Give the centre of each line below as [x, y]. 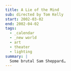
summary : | [16, 56]
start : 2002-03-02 [24, 19]
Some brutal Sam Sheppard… [38, 61]
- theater [20, 47]
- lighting [21, 51]
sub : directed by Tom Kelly [34, 14]
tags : [11, 28]
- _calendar [22, 33]
